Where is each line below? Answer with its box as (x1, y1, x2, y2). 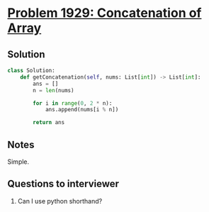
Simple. (7, 157, 30, 166)
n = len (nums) (33, 87, 74, 94)
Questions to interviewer (7, 178, 119, 190)
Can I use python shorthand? (17, 196, 103, 205)
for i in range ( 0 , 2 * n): (33, 99, 113, 107)
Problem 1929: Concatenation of (7, 5, 202, 21)
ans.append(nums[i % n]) (45, 106, 119, 113)
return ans (33, 119, 65, 126)
